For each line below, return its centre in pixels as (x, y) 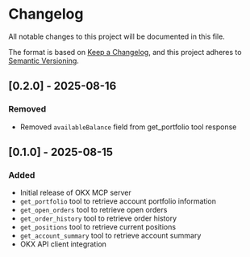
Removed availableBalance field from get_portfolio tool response (128, 127)
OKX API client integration (63, 244)
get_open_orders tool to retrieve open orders (94, 210)
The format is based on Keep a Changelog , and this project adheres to (125, 52)
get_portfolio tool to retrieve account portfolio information (118, 201)
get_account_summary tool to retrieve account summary (110, 236)
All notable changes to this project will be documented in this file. (117, 36)
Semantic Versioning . (44, 61)
